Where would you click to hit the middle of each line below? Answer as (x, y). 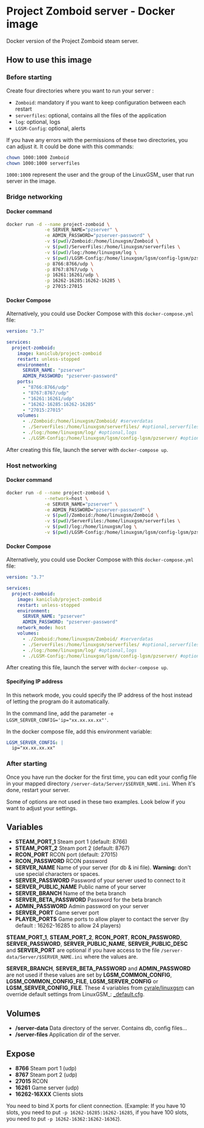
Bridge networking (34, 197)
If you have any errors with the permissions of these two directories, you (97, 140)
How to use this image (49, 60)
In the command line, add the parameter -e (60, 713)
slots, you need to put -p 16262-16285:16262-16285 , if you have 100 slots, (97, 1112)
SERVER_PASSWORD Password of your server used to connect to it (100, 880)
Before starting (29, 77)
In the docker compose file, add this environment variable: (79, 731)
